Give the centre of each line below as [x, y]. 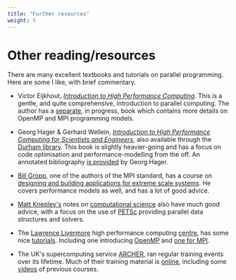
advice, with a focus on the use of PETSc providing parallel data [110, 212]
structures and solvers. [51, 219]
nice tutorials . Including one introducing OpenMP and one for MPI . [113, 241]
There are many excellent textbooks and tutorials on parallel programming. [116, 75]
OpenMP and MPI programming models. [76, 118]
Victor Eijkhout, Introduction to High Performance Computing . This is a [120, 96]
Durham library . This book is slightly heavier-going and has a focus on [119, 147]
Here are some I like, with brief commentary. [72, 83]
